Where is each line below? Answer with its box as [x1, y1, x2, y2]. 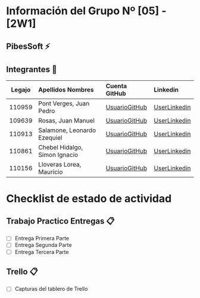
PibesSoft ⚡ [6, 41, 51, 51]
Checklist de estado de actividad [6, 192, 172, 205]
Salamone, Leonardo [38, 126, 96, 134]
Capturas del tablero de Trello [14, 286, 88, 293]
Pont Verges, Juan [38, 99, 90, 108]
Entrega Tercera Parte [14, 248, 69, 255]
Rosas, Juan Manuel [38, 117, 95, 125]
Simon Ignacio [38, 150, 79, 159]
